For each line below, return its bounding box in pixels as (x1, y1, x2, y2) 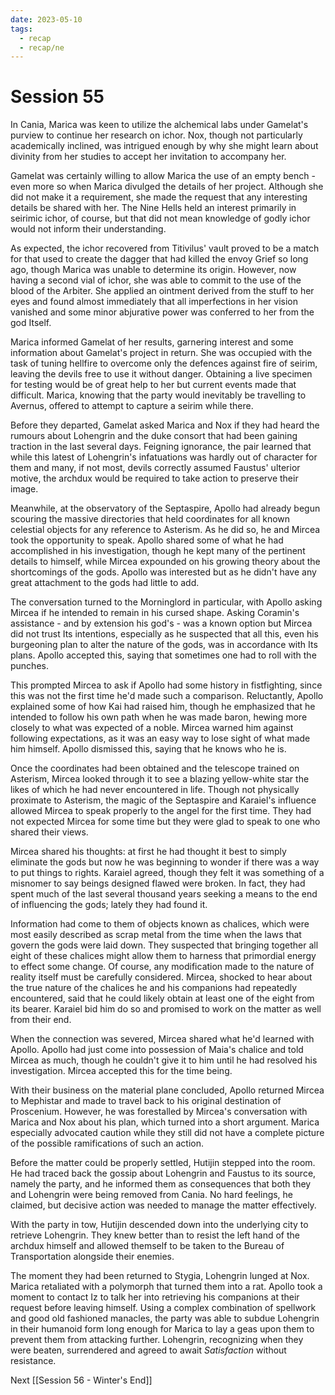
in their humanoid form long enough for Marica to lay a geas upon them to (10, 1323, 315, 1335)
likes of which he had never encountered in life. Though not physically (10, 784, 300, 796)
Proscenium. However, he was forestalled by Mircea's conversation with (10, 1106, 308, 1118)
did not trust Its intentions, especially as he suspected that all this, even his (10, 628, 319, 640)
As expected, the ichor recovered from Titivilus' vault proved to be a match (10, 242, 320, 255)
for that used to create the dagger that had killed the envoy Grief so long (10, 253, 309, 265)
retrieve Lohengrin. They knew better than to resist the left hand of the (10, 1229, 300, 1241)
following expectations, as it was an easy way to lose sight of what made (10, 732, 311, 745)
